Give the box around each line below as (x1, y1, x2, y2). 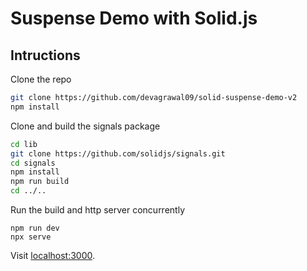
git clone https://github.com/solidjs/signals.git (10, 148, 226, 159)
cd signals (10, 158, 56, 168)
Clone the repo (10, 73, 72, 85)
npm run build (10, 177, 70, 187)
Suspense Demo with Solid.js (10, 7, 258, 30)
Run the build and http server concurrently (10, 204, 186, 216)
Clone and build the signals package (10, 120, 161, 132)
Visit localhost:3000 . (10, 250, 96, 261)
